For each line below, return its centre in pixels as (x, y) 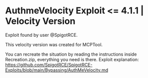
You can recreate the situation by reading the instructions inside (71, 54)
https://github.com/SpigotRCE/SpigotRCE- (49, 65)
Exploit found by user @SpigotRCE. (41, 35)
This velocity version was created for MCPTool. (54, 44)
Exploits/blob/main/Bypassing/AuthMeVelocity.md (57, 70)
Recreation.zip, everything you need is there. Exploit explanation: (72, 59)
